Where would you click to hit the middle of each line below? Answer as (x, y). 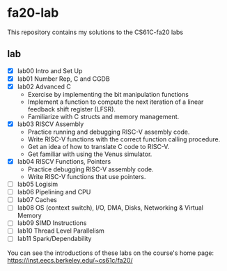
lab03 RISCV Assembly (50, 124)
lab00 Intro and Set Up (50, 70)
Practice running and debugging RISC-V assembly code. (109, 132)
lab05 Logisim (38, 184)
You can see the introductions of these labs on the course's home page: (111, 253)
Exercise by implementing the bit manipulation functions (108, 94)
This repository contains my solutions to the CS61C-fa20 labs (95, 32)
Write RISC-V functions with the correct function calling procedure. (124, 139)
